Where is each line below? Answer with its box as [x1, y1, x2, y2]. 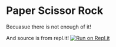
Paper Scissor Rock [6, 4, 104, 17]
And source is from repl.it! [6, 34, 69, 41]
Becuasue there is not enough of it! [6, 23, 91, 30]
